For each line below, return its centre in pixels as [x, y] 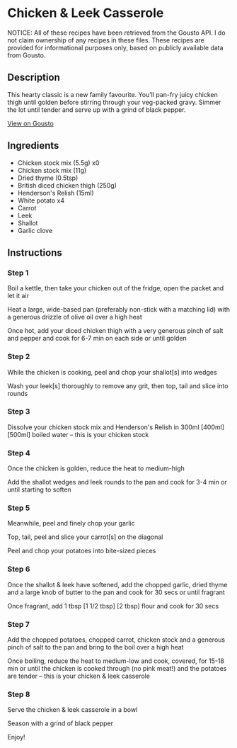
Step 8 [19, 694]
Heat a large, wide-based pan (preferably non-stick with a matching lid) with [119, 310]
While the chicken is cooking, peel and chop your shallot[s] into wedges [112, 372]
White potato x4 [41, 200]
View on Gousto [31, 123]
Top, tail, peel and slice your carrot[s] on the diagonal [85, 537]
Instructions [35, 253]
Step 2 [19, 357]
